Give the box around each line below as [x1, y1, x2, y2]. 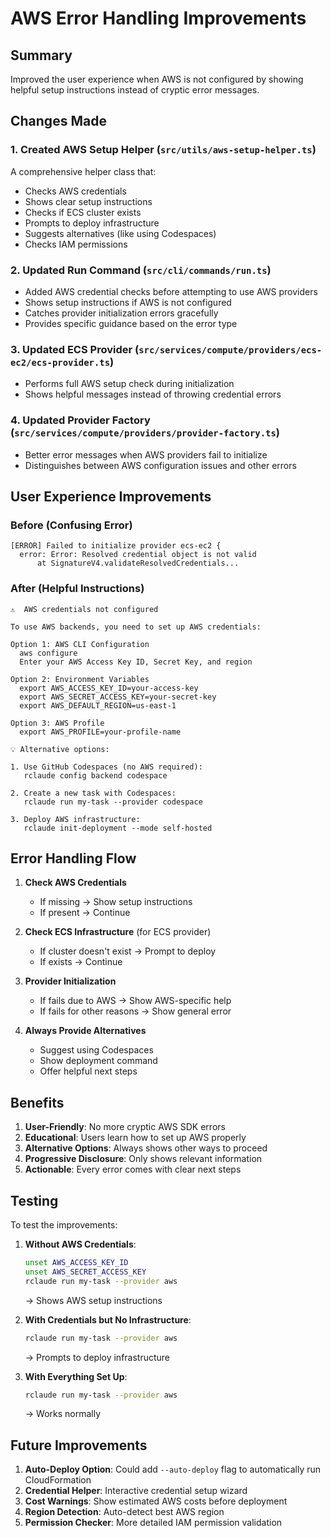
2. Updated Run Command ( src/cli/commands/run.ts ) [10, 263, 272, 277]
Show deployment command [39, 1055, 158, 1067]
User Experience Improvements [10, 488, 212, 505]
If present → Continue [39, 907, 131, 919]
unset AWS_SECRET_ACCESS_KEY [24, 1267, 147, 1277]
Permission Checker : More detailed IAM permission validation [24, 1517, 283, 1529]
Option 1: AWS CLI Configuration [10, 639, 150, 649]
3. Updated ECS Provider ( [10, 342, 140, 356]
